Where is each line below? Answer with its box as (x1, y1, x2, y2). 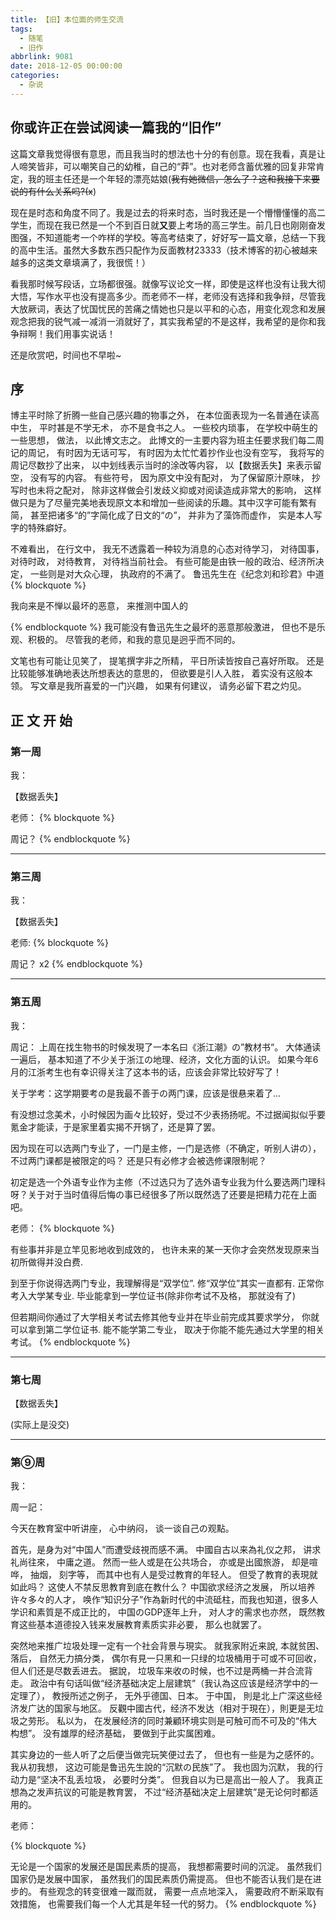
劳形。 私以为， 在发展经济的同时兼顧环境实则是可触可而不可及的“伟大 (27, 1715, 318, 1727)
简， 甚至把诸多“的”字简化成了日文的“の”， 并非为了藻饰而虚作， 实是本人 (10, 509, 314, 521)
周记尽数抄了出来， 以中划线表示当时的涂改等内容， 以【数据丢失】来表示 (10, 459, 313, 471)
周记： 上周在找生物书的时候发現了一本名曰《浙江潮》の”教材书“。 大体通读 (10, 1041, 322, 1053)
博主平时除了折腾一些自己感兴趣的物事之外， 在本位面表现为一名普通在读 (10, 409, 311, 421)
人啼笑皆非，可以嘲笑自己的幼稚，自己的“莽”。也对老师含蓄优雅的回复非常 (10, 160, 317, 172)
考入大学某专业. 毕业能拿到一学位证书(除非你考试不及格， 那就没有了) (10, 1289, 297, 1301)
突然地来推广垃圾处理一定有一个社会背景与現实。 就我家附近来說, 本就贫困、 (10, 1640, 325, 1652)
